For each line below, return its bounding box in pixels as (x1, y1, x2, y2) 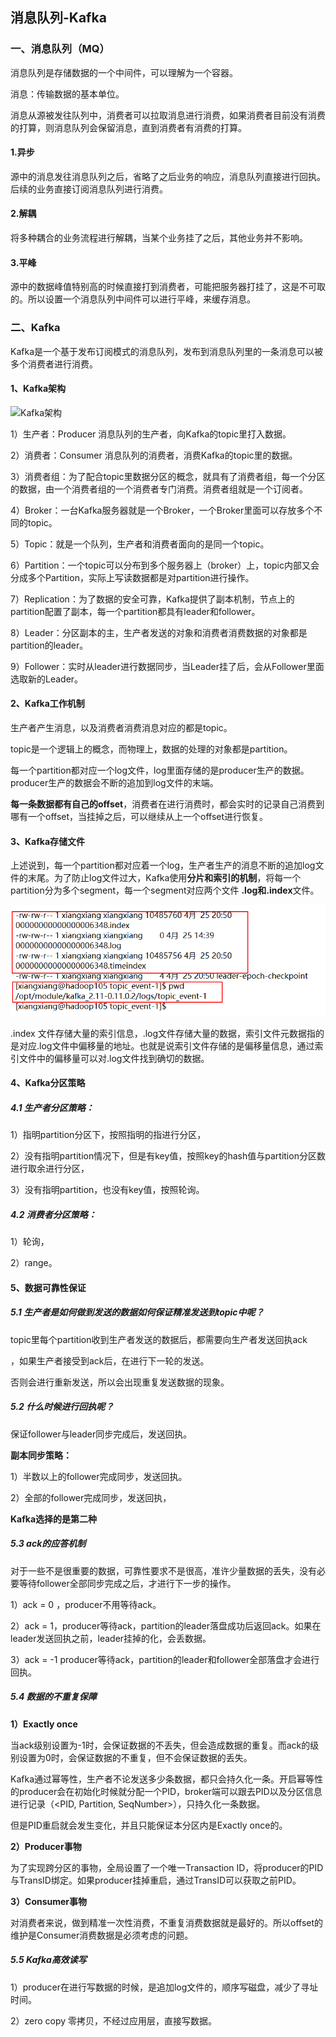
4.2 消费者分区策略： (10, 1208, 97, 1220)
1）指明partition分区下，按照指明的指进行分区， (10, 1129, 207, 1141)
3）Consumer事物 (10, 1895, 88, 1907)
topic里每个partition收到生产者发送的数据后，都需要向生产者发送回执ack (10, 1333, 308, 1345)
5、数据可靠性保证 (10, 1281, 87, 1293)
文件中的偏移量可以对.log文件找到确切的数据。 (18, 1052, 210, 1064)
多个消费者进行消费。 (10, 358, 98, 370)
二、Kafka (10, 321, 61, 335)
